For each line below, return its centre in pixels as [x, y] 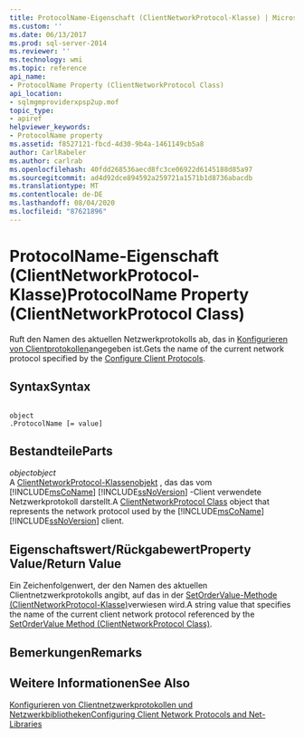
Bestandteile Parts [61, 450]
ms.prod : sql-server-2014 [58, 43]
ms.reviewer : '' [40, 52]
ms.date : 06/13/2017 [48, 34]
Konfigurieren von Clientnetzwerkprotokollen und [101, 705]
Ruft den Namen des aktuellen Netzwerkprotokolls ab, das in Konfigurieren [148, 339]
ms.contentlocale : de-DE [56, 195]
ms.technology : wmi [46, 60]
